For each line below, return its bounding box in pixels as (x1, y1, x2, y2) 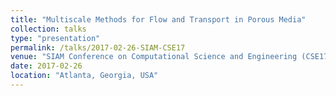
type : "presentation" (10, 33, 101, 43)
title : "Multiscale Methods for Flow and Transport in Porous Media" (10, 14, 307, 25)
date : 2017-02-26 (10, 61, 83, 71)
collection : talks (10, 24, 87, 34)
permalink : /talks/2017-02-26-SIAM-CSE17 (10, 42, 186, 53)
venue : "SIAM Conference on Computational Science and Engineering (10, 52, 298, 62)
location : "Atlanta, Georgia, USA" (10, 71, 159, 81)
